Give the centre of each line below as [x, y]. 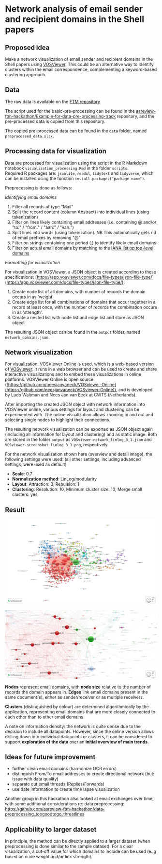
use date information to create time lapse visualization [66, 789]
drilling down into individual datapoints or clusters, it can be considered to [79, 736]
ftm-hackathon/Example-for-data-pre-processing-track [60, 116]
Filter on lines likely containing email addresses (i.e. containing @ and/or [84, 222]
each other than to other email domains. [45, 717]
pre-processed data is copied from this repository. [55, 121]
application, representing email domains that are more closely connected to [80, 712]
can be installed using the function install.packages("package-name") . [75, 178]
